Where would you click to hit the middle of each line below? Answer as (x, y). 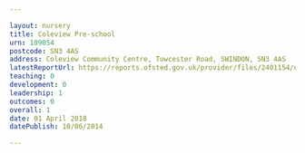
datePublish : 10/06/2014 (56, 127)
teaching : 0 (32, 76)
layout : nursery (40, 25)
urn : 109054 (32, 43)
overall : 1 (30, 110)
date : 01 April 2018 (49, 119)
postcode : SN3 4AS (44, 51)
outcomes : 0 (32, 101)
